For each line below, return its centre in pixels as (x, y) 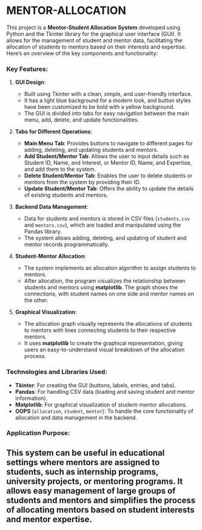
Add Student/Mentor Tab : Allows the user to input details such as (106, 156)
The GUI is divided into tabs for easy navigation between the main (106, 114)
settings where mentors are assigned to (83, 462)
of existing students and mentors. (66, 195)
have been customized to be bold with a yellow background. (99, 107)
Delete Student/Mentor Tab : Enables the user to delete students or (108, 176)
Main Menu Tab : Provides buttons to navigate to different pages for (108, 143)
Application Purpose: (38, 433)
